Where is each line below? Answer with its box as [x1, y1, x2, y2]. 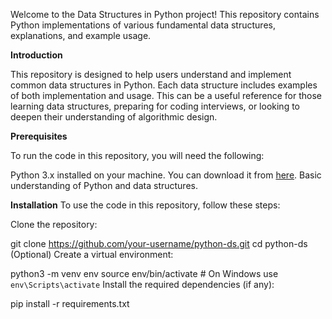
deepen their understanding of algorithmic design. [10, 111, 218, 123]
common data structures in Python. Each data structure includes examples [10, 79, 318, 91]
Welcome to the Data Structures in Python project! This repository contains [10, 9, 320, 20]
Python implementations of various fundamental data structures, [10, 19, 276, 31]
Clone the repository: [10, 219, 98, 230]
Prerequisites [10, 130, 68, 142]
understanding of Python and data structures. [10, 180, 198, 191]
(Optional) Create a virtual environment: [10, 249, 174, 260]
